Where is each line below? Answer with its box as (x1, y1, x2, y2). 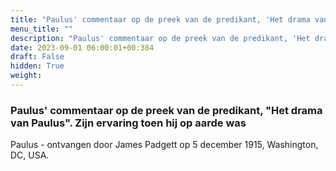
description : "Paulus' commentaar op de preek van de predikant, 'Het (10, 33, 311, 43)
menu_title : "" (10, 24, 74, 34)
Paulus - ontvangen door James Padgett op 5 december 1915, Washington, (10, 139, 319, 151)
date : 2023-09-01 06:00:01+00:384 (10, 42, 155, 53)
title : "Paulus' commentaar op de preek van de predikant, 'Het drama (10, 14, 311, 25)
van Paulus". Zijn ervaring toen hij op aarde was (10, 116, 247, 130)
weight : (10, 71, 43, 81)
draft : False (10, 52, 65, 62)
